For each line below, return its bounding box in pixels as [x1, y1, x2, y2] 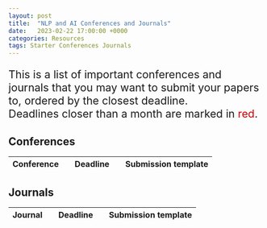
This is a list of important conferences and [8, 68, 222, 81]
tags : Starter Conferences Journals [8, 42, 131, 50]
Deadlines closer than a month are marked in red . [8, 106, 258, 121]
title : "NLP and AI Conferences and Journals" [8, 19, 172, 27]
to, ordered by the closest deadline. [8, 93, 188, 108]
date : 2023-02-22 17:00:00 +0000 [8, 27, 128, 35]
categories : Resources [8, 34, 85, 43]
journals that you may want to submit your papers [8, 81, 260, 95]
